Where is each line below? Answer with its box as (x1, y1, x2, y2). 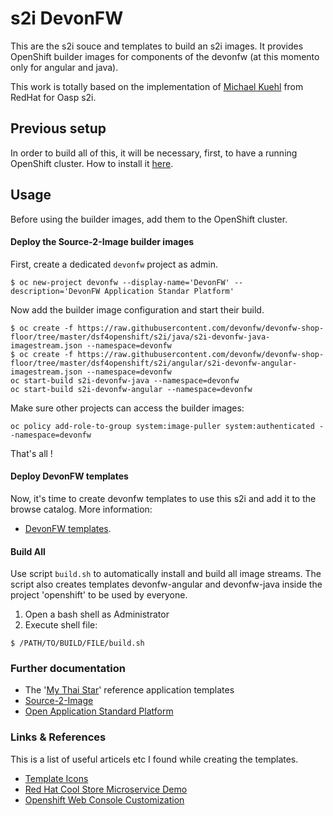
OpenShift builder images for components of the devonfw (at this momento (10, 50, 320, 62)
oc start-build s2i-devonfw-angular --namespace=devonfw (10, 384, 253, 394)
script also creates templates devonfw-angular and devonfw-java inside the (10, 578, 323, 591)
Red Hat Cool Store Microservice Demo (24, 783, 188, 795)
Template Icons (24, 772, 89, 784)
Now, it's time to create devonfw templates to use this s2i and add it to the (10, 492, 317, 504)
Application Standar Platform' (104, 286, 235, 296)
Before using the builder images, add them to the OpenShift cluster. (10, 213, 288, 225)
